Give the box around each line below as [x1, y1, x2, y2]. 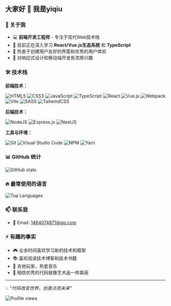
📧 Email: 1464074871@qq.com [12, 219, 77, 226]
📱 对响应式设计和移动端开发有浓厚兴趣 [12, 54, 93, 61]
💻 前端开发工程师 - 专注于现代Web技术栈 [12, 34, 100, 40]
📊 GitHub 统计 [5, 153, 42, 160]
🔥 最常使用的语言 [5, 180, 47, 187]
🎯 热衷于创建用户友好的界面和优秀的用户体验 [12, 48, 106, 54]
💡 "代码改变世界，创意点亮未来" [5, 285, 72, 291]
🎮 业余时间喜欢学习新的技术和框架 [12, 247, 87, 254]
